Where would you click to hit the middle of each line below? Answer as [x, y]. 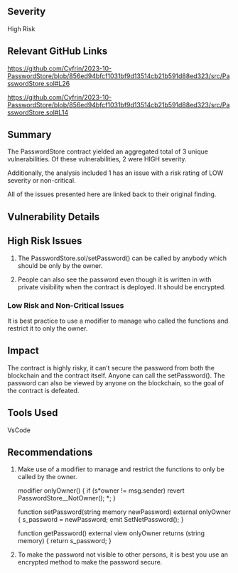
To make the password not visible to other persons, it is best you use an [123, 555]
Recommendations [50, 452]
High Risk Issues [45, 241]
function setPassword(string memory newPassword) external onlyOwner [124, 512]
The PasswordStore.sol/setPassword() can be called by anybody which [122, 258]
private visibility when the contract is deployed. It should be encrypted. [121, 286]
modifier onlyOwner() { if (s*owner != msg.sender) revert [101, 491]
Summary [29, 135]
